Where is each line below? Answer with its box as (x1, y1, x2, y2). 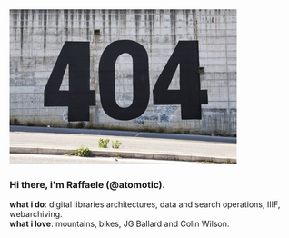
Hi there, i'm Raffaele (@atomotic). (9, 178, 166, 191)
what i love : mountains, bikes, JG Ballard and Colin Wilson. (9, 218, 230, 230)
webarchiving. (9, 209, 63, 220)
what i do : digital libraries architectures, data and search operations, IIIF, (9, 199, 281, 210)
